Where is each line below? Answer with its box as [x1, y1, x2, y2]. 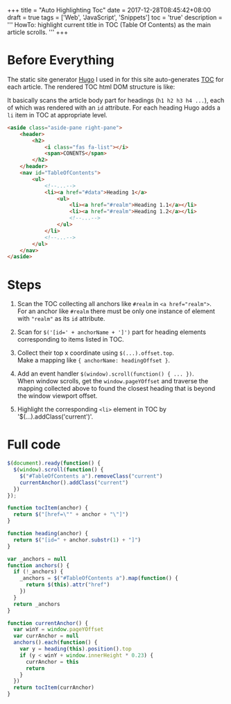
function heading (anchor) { [7, 530, 89, 537]
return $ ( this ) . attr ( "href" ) [25, 581, 110, 589]
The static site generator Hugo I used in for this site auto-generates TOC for [7, 75, 224, 83]
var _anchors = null [7, 555, 67, 562]
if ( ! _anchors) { [13, 569, 64, 576]
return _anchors [13, 601, 60, 607]
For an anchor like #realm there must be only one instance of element [17, 307, 215, 315]
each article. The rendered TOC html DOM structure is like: [7, 83, 176, 91]
